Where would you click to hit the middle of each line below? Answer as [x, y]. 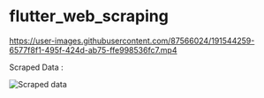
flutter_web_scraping [89, 16]
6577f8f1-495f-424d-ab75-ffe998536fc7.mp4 [93, 49]
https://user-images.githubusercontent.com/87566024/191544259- [132, 41]
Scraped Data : [36, 67]
